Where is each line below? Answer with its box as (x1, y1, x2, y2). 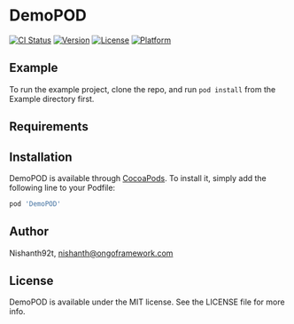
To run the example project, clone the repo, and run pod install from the (9, 83, 276, 94)
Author (9, 224, 49, 240)
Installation (9, 149, 73, 164)
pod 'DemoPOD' (9, 199, 62, 209)
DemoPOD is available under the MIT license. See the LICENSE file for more (9, 296, 285, 307)
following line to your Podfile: (9, 182, 116, 193)
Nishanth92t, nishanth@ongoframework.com (9, 248, 174, 258)
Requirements (9, 119, 89, 134)
